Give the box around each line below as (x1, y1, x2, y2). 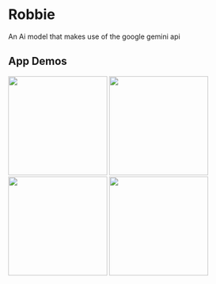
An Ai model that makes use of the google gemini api (8, 32, 180, 41)
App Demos (8, 55, 67, 68)
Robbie (8, 6, 55, 24)
